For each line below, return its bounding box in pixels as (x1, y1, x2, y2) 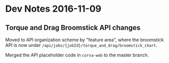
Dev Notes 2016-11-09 (5, 3, 102, 15)
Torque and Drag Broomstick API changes (5, 23, 141, 32)
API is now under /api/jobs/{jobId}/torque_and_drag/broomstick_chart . (5, 42, 158, 48)
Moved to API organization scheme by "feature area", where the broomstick (5, 37, 164, 43)
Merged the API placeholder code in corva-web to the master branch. (5, 52, 149, 58)
